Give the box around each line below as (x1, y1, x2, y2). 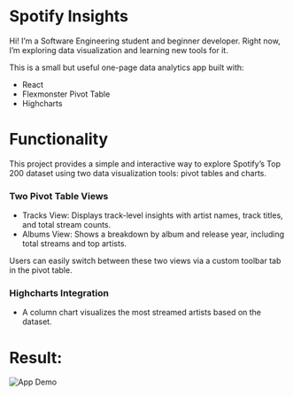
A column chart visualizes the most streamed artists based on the (21, 307, 262, 318)
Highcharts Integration (9, 287, 109, 299)
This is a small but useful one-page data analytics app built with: (9, 62, 245, 73)
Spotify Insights (9, 6, 129, 27)
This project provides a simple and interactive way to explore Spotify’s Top (9, 158, 281, 169)
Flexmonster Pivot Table (21, 89, 111, 99)
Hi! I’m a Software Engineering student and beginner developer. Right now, (9, 35, 281, 46)
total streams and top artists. (21, 238, 127, 249)
